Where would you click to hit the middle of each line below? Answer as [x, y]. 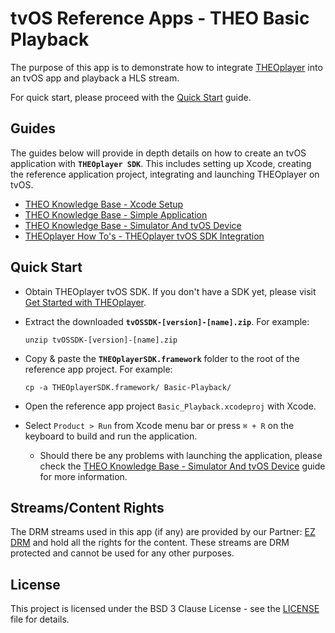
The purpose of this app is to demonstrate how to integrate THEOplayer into [166, 67]
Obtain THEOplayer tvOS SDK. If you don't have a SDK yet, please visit [170, 291]
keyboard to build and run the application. [111, 436]
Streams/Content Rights [87, 507]
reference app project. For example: [98, 369]
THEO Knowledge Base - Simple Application [116, 214]
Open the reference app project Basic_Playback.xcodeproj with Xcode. [170, 406]
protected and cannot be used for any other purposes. [122, 553]
